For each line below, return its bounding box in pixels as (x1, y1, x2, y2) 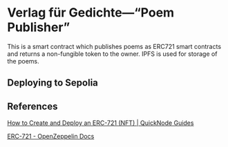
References (7, 100, 58, 112)
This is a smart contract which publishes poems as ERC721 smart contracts (7, 42, 222, 50)
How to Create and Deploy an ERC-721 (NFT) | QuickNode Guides (7, 119, 194, 127)
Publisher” (7, 19, 70, 35)
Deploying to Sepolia (7, 77, 99, 89)
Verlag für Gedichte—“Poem (7, 5, 175, 21)
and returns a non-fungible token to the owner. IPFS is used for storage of (7, 50, 218, 58)
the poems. (7, 57, 39, 65)
